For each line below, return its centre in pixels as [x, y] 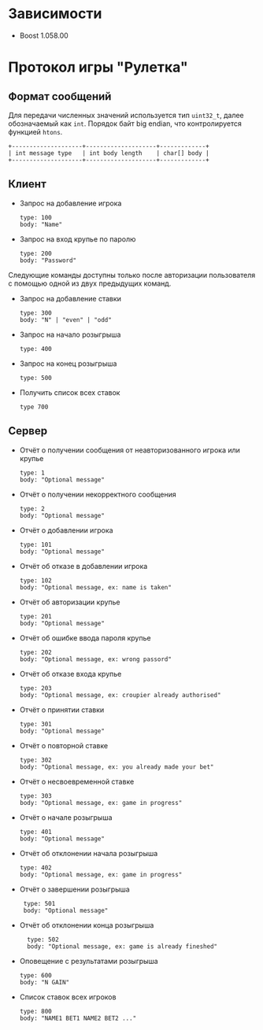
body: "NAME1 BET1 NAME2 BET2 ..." [78, 1018]
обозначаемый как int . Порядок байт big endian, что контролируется [125, 124]
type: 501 [39, 903]
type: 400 [36, 349]
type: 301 [36, 724]
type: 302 [36, 760]
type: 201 [36, 616]
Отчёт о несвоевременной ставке [77, 781]
